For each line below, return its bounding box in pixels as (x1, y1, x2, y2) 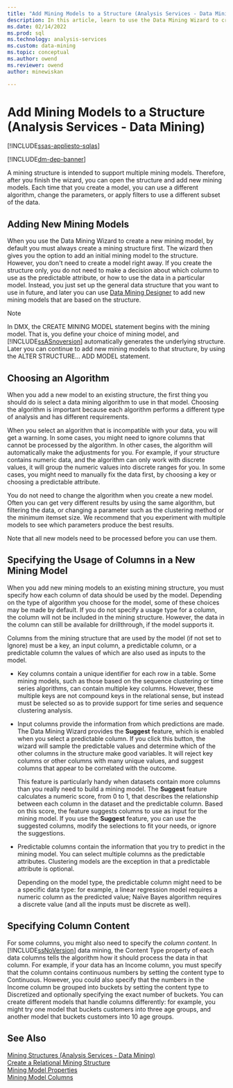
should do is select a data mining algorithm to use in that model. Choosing (7, 398, 219, 407)
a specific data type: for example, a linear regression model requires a (17, 885, 218, 894)
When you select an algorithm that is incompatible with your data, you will (7, 426, 218, 434)
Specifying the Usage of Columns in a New (7, 554, 196, 566)
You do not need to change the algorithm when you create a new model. (7, 491, 214, 500)
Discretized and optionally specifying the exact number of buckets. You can (7, 990, 224, 998)
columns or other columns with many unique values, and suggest (17, 756, 204, 765)
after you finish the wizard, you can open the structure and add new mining (7, 176, 222, 185)
